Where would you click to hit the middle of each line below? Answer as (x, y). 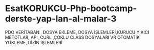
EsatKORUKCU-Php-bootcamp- (71, 8)
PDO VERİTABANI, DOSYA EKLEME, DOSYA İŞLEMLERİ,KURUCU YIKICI (77, 32)
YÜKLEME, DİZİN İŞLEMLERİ (34, 42)
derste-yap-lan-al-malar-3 (61, 19)
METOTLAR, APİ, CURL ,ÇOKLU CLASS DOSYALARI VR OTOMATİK (72, 37)
